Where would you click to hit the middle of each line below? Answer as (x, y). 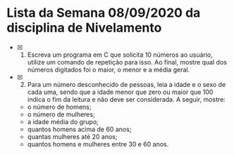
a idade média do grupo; (63, 121)
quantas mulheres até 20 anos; (72, 136)
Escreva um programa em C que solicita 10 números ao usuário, (120, 55)
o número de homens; (59, 107)
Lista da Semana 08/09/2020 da (104, 13)
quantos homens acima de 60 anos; (79, 129)
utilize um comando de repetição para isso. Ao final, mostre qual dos (127, 62)
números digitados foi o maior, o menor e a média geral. (109, 69)
